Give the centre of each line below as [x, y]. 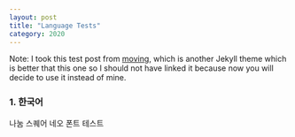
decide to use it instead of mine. [68, 78]
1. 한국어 [27, 103]
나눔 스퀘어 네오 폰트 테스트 [57, 123]
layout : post [33, 17]
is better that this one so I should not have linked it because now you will [142, 68]
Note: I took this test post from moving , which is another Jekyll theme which [148, 59]
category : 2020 [37, 34]
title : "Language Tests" [55, 26]
